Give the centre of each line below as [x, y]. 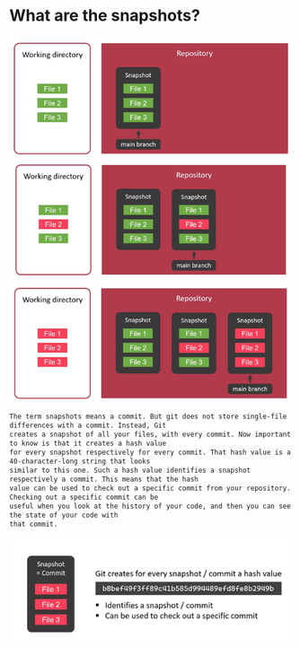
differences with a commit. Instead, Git [88, 426]
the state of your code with [64, 516]
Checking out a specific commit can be [84, 498]
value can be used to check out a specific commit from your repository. [150, 489]
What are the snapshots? [105, 16]
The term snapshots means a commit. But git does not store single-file [148, 417]
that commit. [34, 525]
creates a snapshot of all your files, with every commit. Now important [150, 435]
